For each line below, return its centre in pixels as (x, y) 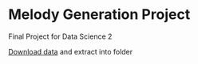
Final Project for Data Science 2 (60, 36)
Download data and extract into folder (71, 51)
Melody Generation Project (99, 15)
